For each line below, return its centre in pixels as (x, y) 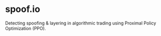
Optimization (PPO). (25, 28)
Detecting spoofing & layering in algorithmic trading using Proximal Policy (81, 23)
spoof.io (23, 9)
